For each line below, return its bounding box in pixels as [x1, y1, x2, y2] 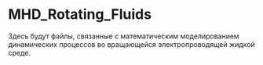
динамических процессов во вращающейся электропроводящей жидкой [8, 39, 255, 49]
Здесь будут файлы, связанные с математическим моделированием [8, 31, 239, 41]
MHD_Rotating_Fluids [8, 5, 152, 23]
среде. [8, 48, 31, 57]
